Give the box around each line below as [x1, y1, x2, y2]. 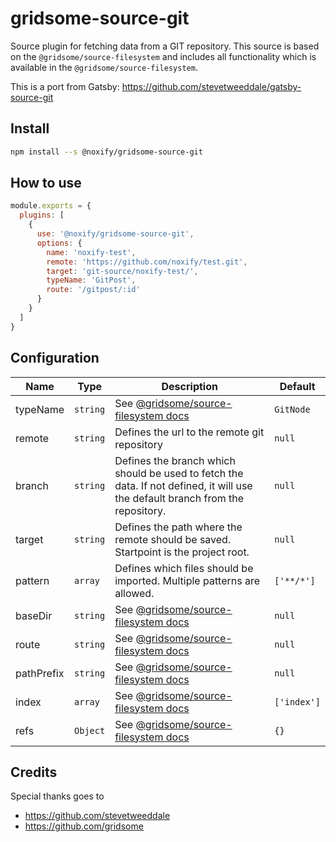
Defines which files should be [114, 561, 254, 575]
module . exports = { [10, 201, 92, 211]
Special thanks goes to [10, 790, 105, 802]
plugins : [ [19, 210, 65, 221]
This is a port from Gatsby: [10, 80, 120, 92]
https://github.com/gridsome [24, 820, 144, 832]
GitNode [274, 403, 311, 415]
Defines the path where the [114, 520, 243, 534]
